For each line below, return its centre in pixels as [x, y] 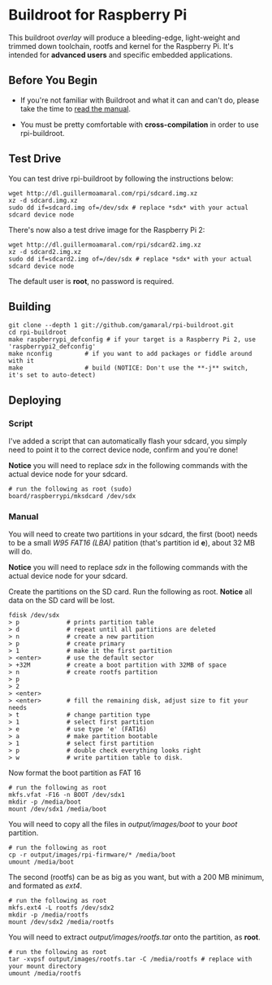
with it [22, 361]
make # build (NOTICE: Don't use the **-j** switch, [129, 368]
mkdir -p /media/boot [45, 802]
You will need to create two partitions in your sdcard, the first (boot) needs [133, 534]
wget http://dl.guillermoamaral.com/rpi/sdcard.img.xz [103, 193]
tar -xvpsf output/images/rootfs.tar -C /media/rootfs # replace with [130, 959]
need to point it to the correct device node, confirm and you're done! [123, 450]
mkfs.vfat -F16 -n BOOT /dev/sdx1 [67, 795]
